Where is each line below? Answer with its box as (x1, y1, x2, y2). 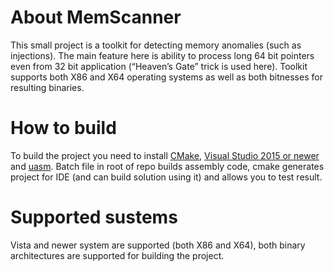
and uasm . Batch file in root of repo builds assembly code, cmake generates (10, 160, 325, 172)
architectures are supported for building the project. (10, 249, 225, 261)
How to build (10, 117, 117, 140)
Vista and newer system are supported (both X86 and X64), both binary (10, 239, 306, 251)
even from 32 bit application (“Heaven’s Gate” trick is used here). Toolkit (10, 60, 308, 72)
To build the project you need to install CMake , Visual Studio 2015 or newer (10, 149, 320, 161)
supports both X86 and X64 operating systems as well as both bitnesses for (10, 71, 323, 83)
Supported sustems (10, 206, 178, 229)
